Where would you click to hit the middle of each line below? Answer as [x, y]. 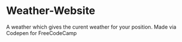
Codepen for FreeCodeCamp [41, 33]
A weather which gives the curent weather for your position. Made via [91, 27]
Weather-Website [51, 11]
